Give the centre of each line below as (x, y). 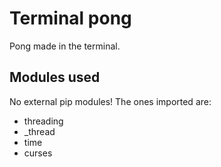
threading (43, 121)
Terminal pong (70, 18)
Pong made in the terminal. (65, 46)
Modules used (55, 77)
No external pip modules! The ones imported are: (110, 101)
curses (38, 153)
